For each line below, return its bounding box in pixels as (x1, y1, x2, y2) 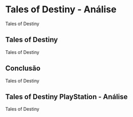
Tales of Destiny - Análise (5, 4, 117, 15)
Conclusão (5, 64, 41, 73)
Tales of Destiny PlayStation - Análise (5, 92, 128, 101)
